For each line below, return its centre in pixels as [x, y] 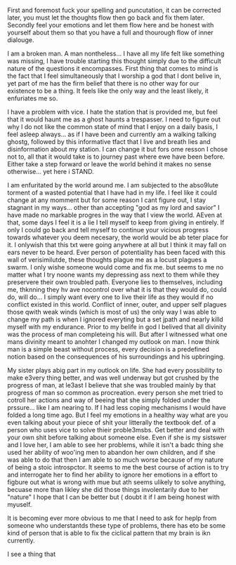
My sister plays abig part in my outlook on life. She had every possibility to [115, 370]
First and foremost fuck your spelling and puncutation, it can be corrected [114, 10]
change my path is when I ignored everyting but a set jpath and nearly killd [115, 319]
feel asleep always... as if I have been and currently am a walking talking [112, 134]
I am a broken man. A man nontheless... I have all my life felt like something [116, 53]
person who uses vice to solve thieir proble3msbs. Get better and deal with [116, 430]
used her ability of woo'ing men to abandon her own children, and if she [111, 452]
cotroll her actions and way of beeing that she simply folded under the [109, 400]
